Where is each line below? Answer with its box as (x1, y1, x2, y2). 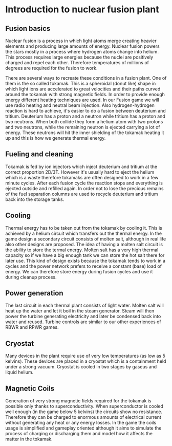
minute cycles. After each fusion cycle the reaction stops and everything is (5, 180, 163, 186)
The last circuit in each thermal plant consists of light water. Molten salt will (5, 302, 164, 309)
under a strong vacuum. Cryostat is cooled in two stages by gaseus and (5, 364, 157, 370)
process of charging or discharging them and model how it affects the (5, 431, 153, 437)
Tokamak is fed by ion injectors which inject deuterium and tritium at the (5, 163, 158, 170)
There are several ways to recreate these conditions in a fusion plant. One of (5, 75, 167, 81)
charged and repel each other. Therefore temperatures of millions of (5, 60, 149, 65)
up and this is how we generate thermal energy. (5, 135, 106, 141)
